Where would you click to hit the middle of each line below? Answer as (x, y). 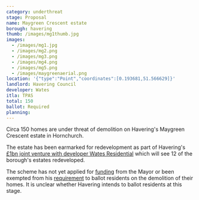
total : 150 (20, 101)
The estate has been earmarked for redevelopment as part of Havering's (96, 147)
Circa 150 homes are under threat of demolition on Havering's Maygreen (95, 129)
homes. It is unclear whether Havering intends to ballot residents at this (94, 184)
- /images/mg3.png (35, 56)
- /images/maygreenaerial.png (49, 73)
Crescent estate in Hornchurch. (45, 136)
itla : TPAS (20, 95)
